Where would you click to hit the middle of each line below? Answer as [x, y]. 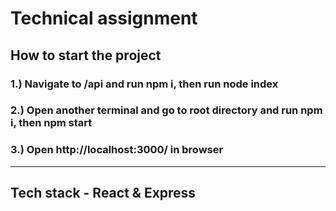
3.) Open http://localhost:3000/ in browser [117, 150]
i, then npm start [51, 123]
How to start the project [86, 55]
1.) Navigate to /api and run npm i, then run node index [144, 84]
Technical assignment [104, 18]
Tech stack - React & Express [103, 193]
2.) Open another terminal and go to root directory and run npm [166, 110]
